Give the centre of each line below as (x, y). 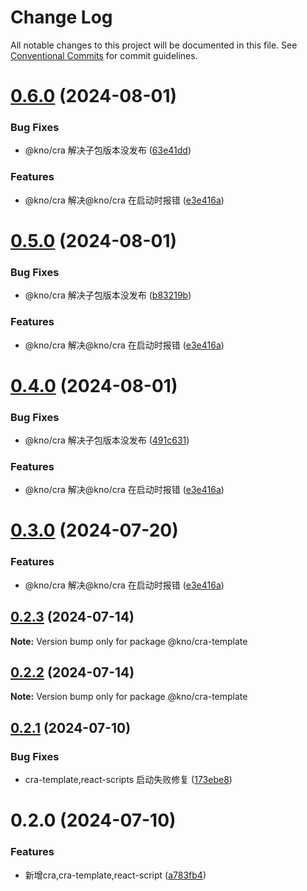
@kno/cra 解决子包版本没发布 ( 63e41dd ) (108, 150)
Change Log (61, 17)
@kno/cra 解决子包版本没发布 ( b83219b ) (108, 295)
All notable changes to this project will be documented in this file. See (154, 45)
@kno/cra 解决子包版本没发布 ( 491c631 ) (107, 440)
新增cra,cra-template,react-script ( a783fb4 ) (115, 875)
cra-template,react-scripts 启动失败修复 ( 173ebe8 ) (128, 780)
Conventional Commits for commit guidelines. (104, 55)
